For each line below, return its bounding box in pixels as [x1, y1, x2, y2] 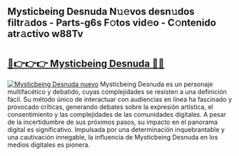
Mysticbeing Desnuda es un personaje [99, 80, 213, 88]
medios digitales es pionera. [7, 140, 91, 149]
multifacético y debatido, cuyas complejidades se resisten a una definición [7, 88, 227, 95]
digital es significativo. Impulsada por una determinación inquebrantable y [7, 125, 225, 134]
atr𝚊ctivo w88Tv [7, 28, 83, 40]
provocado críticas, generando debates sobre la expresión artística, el [7, 103, 214, 111]
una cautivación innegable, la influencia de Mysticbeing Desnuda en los [7, 133, 218, 141]
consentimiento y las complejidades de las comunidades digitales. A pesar [7, 110, 227, 118]
